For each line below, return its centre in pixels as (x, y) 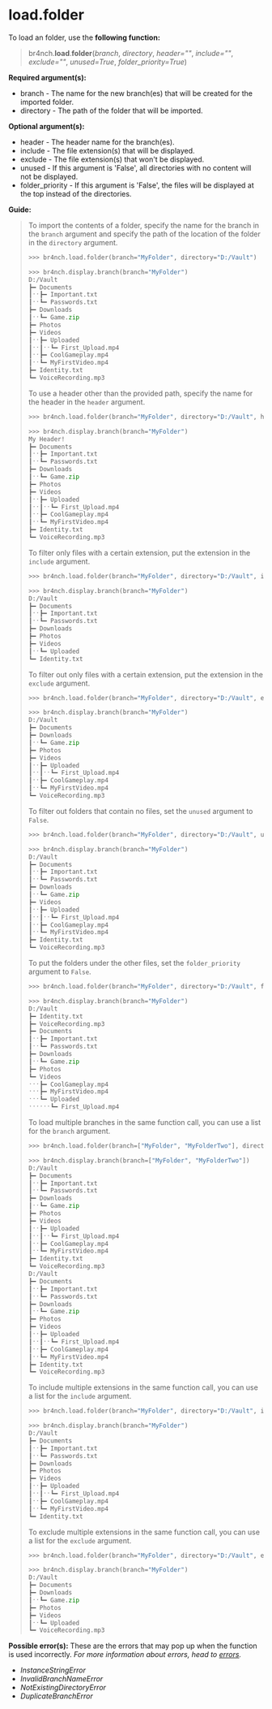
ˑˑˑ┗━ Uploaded (54, 1099)
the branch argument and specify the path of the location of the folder (144, 234)
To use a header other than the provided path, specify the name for (140, 393)
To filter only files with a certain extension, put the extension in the (139, 552)
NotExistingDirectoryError (63, 1688)
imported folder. (47, 102)
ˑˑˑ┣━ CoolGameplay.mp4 (68, 1084)
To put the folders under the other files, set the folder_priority (134, 963)
